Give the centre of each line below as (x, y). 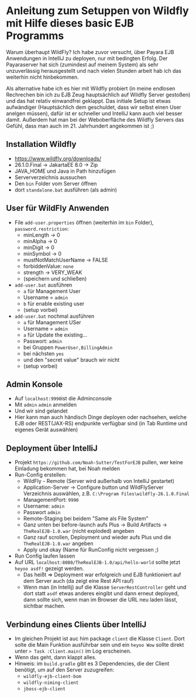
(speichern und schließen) (55, 278)
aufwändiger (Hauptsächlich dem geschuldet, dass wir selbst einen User (94, 107)
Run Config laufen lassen (45, 556)
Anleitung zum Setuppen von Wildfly (97, 11)
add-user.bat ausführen (43, 285)
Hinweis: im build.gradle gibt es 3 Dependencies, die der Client (92, 663)
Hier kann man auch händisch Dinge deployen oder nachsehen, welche (101, 417)
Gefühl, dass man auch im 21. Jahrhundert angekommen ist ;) (80, 126)
